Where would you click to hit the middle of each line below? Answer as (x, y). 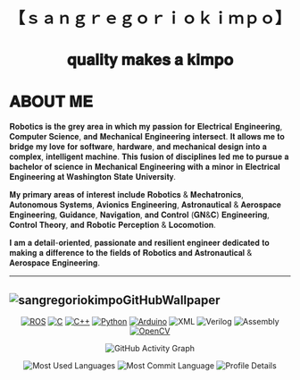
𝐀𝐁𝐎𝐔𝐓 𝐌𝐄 (51, 101)
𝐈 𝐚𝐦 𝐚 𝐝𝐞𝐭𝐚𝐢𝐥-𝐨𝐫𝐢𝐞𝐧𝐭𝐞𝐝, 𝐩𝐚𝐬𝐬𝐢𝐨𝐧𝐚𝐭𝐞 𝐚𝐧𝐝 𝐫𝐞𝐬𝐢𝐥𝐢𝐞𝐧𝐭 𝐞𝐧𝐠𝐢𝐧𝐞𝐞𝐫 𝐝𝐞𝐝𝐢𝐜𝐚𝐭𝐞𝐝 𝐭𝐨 (139, 243)
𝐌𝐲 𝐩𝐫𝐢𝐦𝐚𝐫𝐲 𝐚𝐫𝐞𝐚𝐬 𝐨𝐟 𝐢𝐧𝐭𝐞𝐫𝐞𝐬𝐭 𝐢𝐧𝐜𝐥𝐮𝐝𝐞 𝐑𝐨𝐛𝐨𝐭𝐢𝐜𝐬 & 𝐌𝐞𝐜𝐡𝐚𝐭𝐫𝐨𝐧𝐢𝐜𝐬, (126, 195)
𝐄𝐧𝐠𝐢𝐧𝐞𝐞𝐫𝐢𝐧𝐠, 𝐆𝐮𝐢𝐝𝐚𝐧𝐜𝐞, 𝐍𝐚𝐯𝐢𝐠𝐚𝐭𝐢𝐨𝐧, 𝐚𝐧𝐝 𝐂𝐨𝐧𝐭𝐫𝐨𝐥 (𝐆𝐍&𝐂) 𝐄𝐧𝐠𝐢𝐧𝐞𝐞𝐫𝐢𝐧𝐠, (139, 215)
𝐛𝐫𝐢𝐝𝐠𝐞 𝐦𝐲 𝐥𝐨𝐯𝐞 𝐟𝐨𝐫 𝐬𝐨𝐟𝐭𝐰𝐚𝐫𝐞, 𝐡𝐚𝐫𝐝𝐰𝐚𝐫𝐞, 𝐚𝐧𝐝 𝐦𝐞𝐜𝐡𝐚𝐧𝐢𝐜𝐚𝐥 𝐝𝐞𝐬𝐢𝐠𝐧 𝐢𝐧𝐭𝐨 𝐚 (138, 147)
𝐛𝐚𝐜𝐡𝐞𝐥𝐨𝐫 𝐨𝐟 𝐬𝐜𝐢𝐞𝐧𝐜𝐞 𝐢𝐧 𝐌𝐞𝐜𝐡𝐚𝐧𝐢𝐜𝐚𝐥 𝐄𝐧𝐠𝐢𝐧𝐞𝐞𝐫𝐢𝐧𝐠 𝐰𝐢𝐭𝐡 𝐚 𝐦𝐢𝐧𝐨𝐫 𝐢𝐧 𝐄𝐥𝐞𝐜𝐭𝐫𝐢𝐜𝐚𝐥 (145, 167)
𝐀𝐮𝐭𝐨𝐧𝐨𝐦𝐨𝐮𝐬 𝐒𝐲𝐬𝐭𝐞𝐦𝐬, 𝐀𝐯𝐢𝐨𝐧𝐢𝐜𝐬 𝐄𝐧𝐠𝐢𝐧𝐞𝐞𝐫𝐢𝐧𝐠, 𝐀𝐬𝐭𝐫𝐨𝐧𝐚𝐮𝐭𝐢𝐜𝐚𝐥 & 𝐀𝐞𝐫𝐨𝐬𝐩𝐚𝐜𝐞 (146, 205)
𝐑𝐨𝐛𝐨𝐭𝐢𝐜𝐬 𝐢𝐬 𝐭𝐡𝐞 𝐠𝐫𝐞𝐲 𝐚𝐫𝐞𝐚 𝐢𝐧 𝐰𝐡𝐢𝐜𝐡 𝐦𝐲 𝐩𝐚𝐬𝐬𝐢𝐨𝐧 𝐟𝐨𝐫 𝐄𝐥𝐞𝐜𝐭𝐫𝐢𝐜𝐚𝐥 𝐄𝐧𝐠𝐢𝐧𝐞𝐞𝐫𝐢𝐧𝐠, (146, 127)
